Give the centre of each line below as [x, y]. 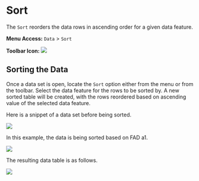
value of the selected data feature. [49, 103]
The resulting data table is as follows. [52, 160]
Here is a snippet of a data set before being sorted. [69, 115]
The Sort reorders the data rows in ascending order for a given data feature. [100, 27]
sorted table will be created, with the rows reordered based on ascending [96, 97]
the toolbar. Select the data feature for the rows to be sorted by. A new [93, 90]
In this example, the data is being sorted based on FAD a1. [77, 137]
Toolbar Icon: [23, 51]
